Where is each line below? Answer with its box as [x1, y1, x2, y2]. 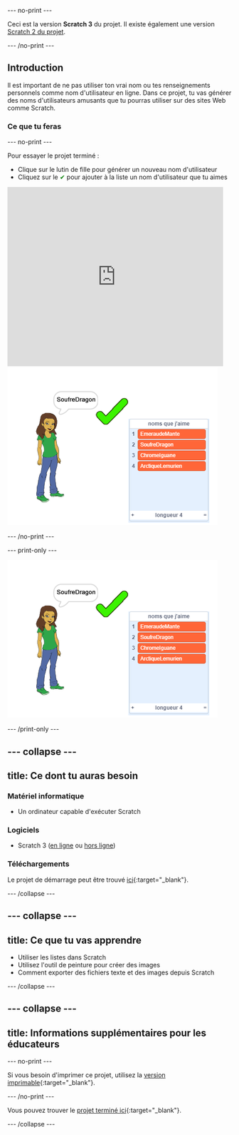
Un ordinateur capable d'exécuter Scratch [17, 808, 141, 816]
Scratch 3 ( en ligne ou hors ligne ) [17, 841, 116, 850]
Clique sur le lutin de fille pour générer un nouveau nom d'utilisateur [17, 166, 218, 174]
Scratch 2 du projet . [7, 28, 66, 36]
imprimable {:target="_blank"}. [7, 1079, 96, 1087]
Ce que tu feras [7, 121, 62, 131]
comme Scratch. [7, 103, 55, 112]
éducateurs [7, 1038, 60, 1050]
